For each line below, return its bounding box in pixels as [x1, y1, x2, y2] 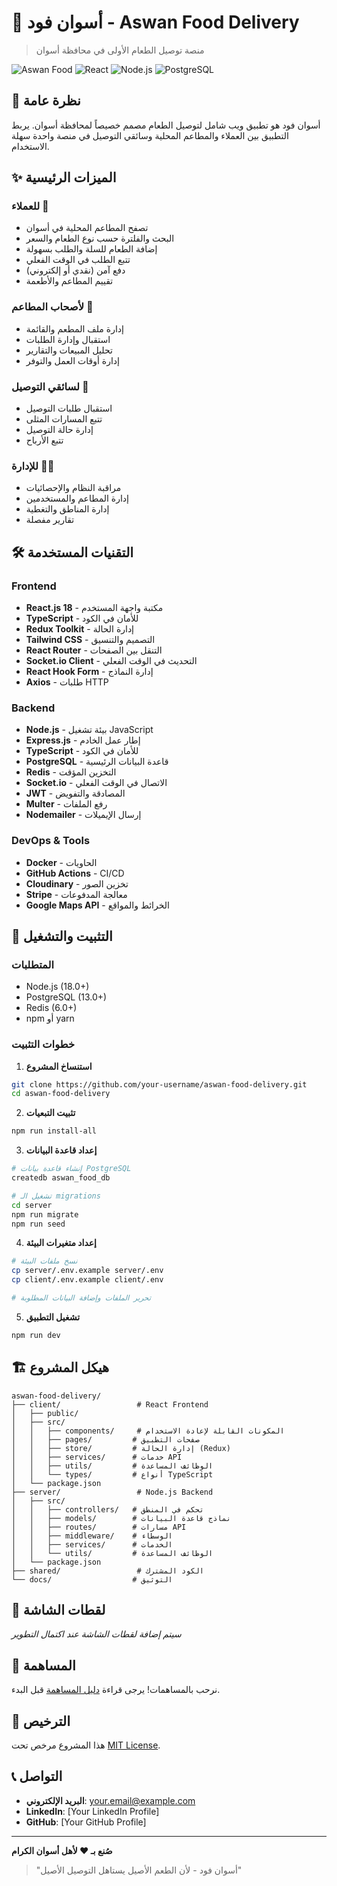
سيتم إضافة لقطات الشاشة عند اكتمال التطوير [11, 1628, 182, 1640]
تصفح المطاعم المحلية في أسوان [25, 222, 149, 234]
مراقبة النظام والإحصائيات [25, 482, 122, 494]
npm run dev [11, 1330, 61, 1340]
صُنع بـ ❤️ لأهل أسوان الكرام [11, 1844, 113, 1856]
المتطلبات [11, 957, 55, 971]
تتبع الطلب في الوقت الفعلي [25, 254, 131, 266]
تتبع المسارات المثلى [25, 413, 103, 425]
